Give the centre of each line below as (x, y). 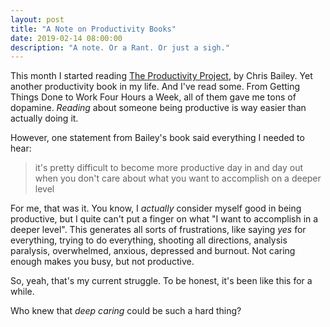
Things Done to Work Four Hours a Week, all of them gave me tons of (153, 97)
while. (22, 292)
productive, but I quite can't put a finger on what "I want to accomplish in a (164, 219)
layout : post (37, 19)
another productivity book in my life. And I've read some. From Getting (155, 87)
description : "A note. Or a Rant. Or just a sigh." (120, 47)
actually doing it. (44, 118)
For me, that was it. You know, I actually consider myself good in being (156, 208)
